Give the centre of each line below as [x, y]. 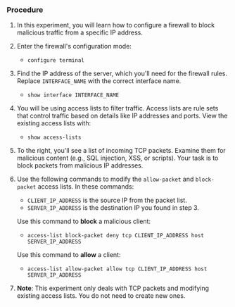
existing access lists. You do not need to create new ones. [101, 296]
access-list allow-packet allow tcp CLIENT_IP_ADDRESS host [117, 269]
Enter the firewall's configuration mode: [74, 46]
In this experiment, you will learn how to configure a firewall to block [116, 25]
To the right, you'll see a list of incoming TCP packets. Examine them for [121, 151]
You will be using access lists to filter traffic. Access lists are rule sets [118, 108]
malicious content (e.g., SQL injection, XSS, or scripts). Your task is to [118, 158]
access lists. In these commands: [86, 187]
